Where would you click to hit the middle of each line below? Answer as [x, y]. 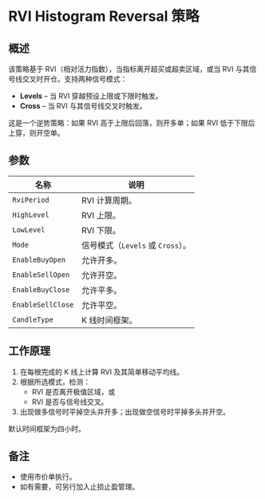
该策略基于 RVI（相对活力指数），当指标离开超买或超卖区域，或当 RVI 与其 [129, 69]
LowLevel [29, 230]
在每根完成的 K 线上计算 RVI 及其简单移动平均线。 [102, 371]
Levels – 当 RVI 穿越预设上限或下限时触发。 [91, 96]
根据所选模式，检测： [55, 382]
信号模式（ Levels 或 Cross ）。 [136, 245]
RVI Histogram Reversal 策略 [104, 16]
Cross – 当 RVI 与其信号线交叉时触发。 [83, 106]
